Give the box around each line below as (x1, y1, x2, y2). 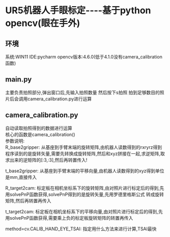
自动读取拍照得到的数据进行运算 (5, 125, 72, 131)
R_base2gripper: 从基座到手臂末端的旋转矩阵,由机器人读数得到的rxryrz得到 (5, 144, 162, 150)
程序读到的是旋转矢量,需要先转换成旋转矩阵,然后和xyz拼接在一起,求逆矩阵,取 (5, 150, 165, 156)
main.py (5, 75, 32, 84)
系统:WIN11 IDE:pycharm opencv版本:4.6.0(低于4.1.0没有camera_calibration (5, 54, 163, 60)
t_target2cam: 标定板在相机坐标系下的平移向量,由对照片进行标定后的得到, (5, 208, 159, 215)
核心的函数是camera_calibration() (5, 131, 75, 138)
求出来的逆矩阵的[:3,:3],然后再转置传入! (5, 156, 88, 163)
